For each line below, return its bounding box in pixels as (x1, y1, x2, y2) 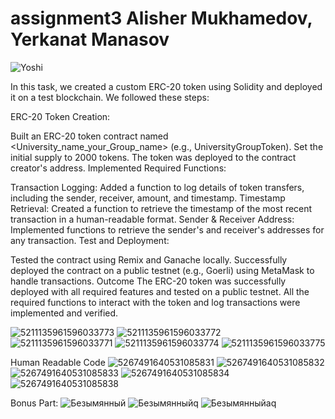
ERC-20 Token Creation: (10, 110, 111, 122)
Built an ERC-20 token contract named (10, 130, 169, 142)
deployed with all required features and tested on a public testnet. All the (10, 285, 310, 297)
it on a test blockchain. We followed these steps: (10, 91, 210, 103)
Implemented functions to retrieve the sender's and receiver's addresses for (10, 223, 325, 236)
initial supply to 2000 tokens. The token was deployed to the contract (10, 151, 297, 163)
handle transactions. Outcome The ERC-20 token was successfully (10, 275, 287, 287)
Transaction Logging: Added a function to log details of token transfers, (10, 181, 305, 193)
